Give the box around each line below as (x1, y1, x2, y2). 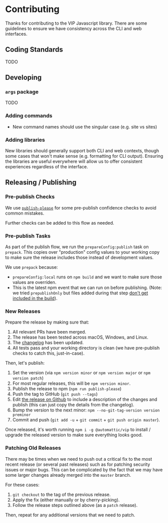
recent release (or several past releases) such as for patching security (5, 461, 150, 467)
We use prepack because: (5, 264, 58, 270)
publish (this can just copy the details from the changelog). (12, 402, 134, 408)
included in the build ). (12, 295, 58, 301)
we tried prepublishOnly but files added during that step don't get (12, 290, 148, 296)
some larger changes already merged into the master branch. (5, 472, 131, 478)
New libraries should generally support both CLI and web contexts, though (5, 148, 159, 154)
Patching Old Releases (5, 445, 61, 452)
